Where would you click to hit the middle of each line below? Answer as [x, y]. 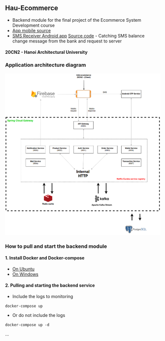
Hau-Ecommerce [32, 8]
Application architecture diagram [46, 65]
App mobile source [31, 30]
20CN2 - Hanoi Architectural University [46, 52]
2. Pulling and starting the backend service [50, 285]
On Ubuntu [23, 269]
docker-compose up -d [27, 325]
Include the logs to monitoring [43, 297]
